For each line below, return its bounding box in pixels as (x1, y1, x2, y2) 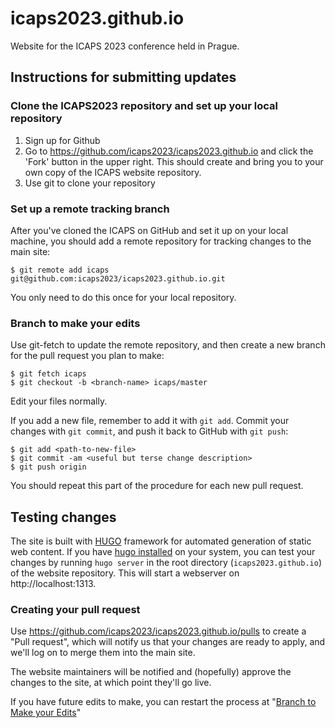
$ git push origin (10, 462, 87, 472)
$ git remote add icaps (10, 265, 110, 275)
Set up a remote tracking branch (10, 202, 170, 216)
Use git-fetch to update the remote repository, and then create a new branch (10, 339, 326, 351)
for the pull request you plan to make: (10, 350, 165, 362)
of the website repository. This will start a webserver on (10, 567, 240, 579)
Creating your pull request (10, 602, 141, 616)
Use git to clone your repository (24, 177, 156, 189)
